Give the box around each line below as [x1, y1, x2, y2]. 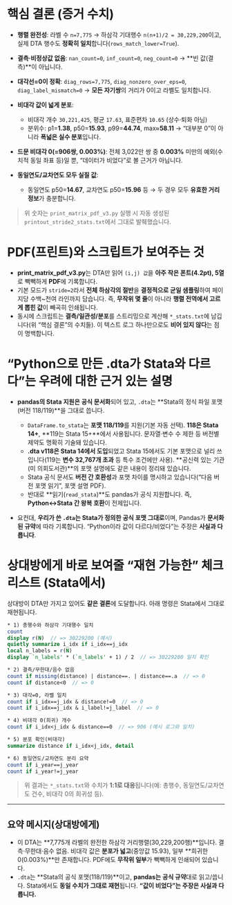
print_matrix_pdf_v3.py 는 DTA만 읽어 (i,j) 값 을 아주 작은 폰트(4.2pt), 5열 [17, 268, 224, 277]
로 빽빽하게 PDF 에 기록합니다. [17, 277, 98, 285]
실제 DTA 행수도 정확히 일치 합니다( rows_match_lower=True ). [17, 39, 180, 47]
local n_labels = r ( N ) [7, 647, 72, 654]
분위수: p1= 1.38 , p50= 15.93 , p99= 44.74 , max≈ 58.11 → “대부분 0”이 [27, 124, 216, 132]
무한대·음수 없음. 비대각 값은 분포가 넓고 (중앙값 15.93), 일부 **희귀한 [24, 847, 209, 855]
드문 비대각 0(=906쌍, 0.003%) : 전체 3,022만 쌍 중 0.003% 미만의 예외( [17, 147, 217, 156]
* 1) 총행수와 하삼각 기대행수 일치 [7, 621, 94, 629]
